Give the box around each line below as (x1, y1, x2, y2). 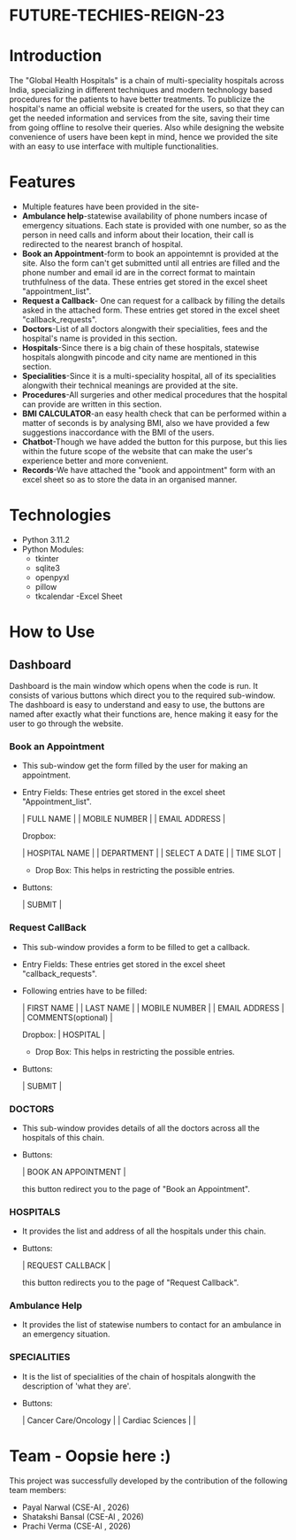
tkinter (34, 553, 59, 563)
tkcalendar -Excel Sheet (34, 591, 123, 601)
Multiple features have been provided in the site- (21, 201, 201, 213)
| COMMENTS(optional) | (21, 1011, 113, 1023)
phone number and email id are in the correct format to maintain (21, 267, 255, 278)
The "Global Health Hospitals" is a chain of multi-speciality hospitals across (9, 75, 285, 86)
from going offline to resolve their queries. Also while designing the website (9, 122, 285, 133)
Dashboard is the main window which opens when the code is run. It (9, 681, 259, 691)
